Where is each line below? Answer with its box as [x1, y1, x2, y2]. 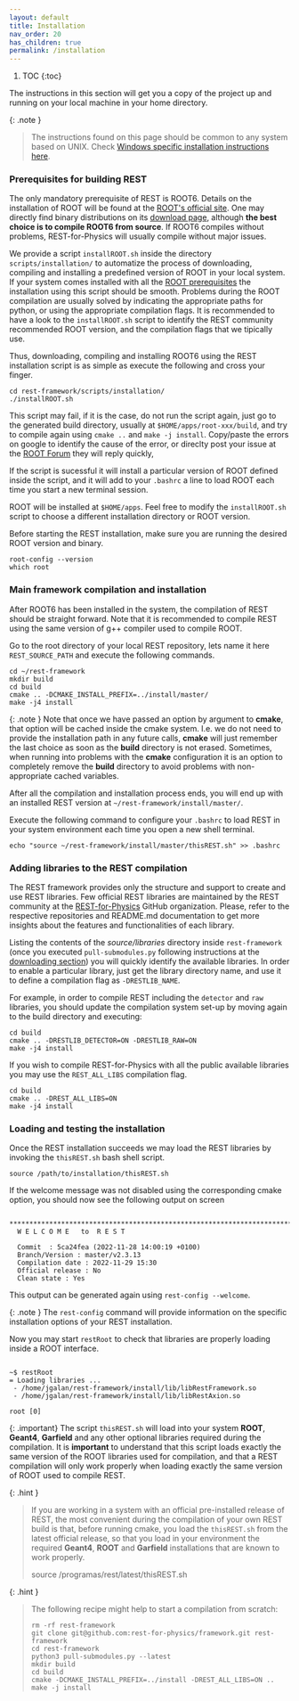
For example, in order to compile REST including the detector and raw [9, 993, 264, 1003]
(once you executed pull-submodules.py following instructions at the [9, 946, 260, 958]
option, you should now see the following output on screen [9, 1195, 225, 1206]
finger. [9, 370, 34, 380]
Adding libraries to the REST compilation [9, 862, 188, 874]
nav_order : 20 [9, 29, 62, 38]
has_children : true [9, 37, 82, 47]
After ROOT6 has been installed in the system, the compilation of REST [9, 603, 269, 615]
